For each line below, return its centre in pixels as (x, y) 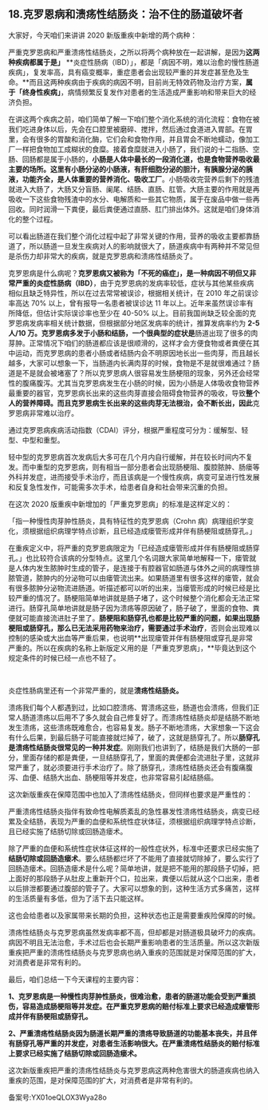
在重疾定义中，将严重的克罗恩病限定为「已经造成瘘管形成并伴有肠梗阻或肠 (130, 548)
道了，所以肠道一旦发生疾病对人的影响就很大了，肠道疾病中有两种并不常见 (130, 246)
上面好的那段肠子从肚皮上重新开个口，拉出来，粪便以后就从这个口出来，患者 (134, 878)
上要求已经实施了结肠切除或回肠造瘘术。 (75, 1053)
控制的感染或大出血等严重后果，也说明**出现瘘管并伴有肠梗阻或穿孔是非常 (131, 637)
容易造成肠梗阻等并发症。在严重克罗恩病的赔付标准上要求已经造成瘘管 (137, 1006)
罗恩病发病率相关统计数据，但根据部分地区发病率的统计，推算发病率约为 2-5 (134, 323)
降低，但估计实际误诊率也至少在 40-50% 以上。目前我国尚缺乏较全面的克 (136, 313)
